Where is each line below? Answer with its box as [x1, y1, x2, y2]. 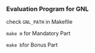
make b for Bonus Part [6, 41, 58, 49]
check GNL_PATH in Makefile [6, 18, 73, 26]
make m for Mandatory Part [6, 30, 71, 37]
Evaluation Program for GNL [6, 5, 89, 13]
